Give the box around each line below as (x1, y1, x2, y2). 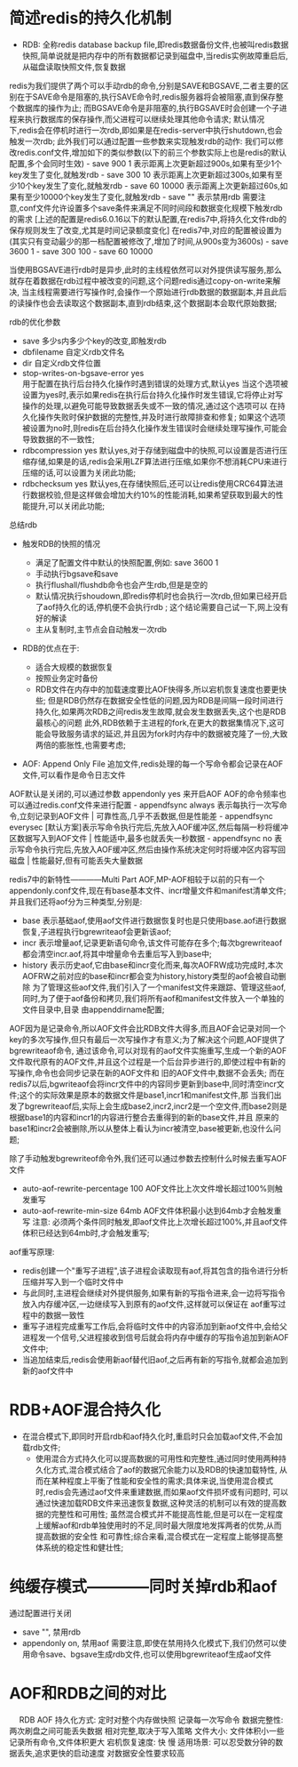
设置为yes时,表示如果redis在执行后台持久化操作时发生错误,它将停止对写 (21, 389, 284, 400)
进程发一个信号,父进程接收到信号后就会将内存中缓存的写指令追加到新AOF (21, 1331, 289, 1343)
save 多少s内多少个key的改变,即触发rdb (21, 335, 167, 346)
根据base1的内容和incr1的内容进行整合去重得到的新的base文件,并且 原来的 (9, 1112, 279, 1122)
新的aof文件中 (21, 1365, 74, 1376)
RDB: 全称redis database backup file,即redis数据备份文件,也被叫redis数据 (21, 39, 289, 50)
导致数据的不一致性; (21, 433, 96, 445)
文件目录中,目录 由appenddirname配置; (21, 1004, 166, 1015)
